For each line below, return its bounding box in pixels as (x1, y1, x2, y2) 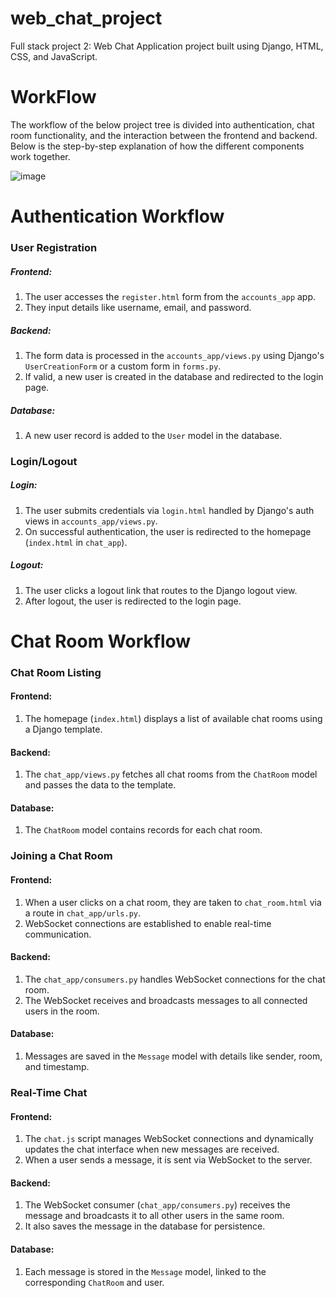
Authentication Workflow (10, 205, 225, 228)
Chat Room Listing (10, 665, 102, 679)
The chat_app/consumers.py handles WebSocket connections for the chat (24, 973, 326, 985)
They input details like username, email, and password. (24, 301, 252, 313)
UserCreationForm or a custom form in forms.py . (24, 360, 222, 372)
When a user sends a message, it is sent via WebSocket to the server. (24, 1154, 313, 1166)
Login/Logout (10, 454, 78, 468)
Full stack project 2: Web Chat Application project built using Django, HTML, (10, 40, 324, 52)
